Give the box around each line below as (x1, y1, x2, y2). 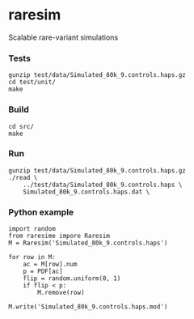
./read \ (8, 173, 38, 181)
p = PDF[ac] (23, 267, 63, 276)
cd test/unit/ (8, 79, 57, 87)
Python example (8, 206, 74, 218)
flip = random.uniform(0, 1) (23, 274, 121, 283)
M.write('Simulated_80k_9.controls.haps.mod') (8, 303, 168, 311)
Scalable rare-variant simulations (8, 32, 119, 42)
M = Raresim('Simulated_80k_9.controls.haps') (8, 239, 168, 248)
